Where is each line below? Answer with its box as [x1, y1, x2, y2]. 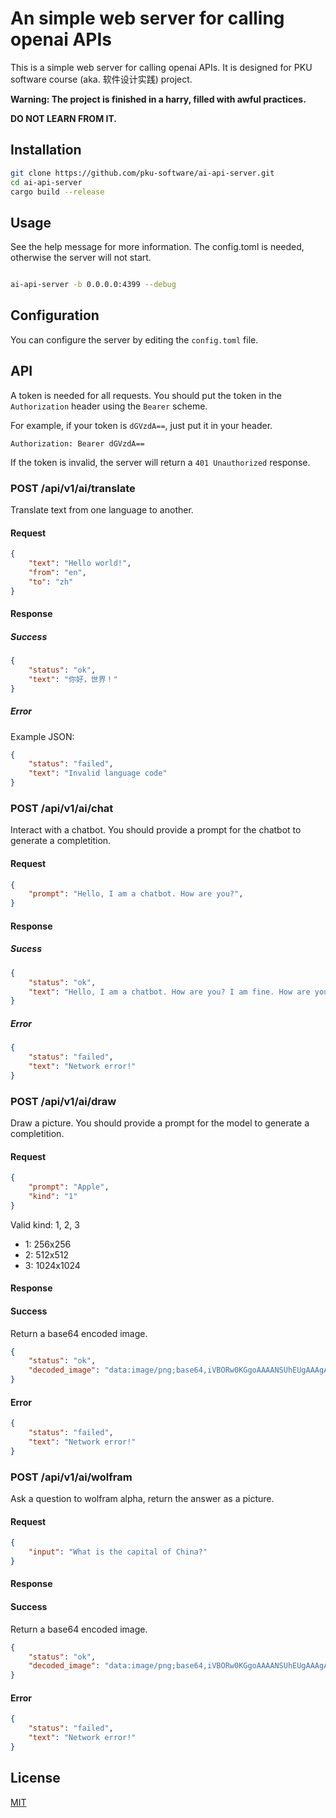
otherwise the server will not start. [10, 252, 152, 264]
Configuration [10, 307, 100, 324]
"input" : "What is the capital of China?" [28, 1547, 208, 1557]
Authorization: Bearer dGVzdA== [10, 438, 145, 449]
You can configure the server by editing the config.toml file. [10, 333, 259, 346]
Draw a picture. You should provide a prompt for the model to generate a [10, 1117, 310, 1129]
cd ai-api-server [10, 177, 83, 187]
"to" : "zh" [28, 577, 74, 587]
